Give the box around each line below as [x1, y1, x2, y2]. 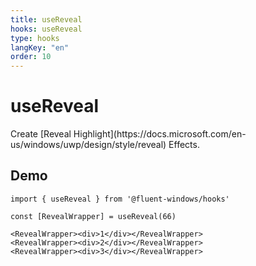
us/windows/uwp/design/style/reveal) [10, 139, 167, 151]
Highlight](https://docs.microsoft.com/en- [73, 128, 247, 140]
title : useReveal [10, 14, 83, 25]
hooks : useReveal [10, 24, 83, 34]
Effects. [168, 139, 200, 151]
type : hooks [10, 33, 60, 43]
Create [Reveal [10, 128, 72, 140]
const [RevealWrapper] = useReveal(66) [10, 211, 177, 221]
